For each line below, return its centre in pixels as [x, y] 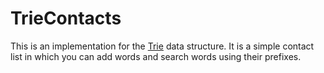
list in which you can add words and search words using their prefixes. [156, 56]
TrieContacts [66, 18]
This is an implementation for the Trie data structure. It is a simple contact [162, 46]
